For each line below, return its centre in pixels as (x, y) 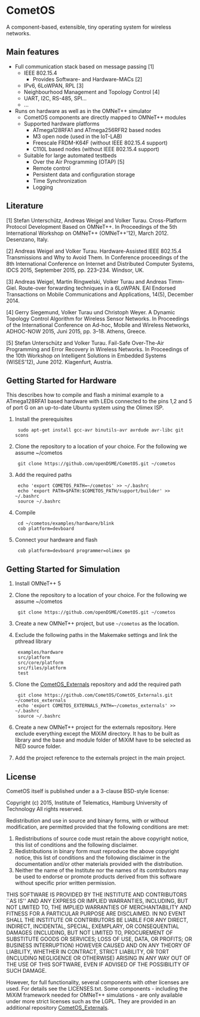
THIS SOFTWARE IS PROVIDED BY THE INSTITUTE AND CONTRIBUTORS (96, 895)
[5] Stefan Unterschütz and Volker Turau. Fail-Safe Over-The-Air (85, 343)
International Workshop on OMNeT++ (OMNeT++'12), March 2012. (87, 233)
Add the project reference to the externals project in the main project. (100, 758)
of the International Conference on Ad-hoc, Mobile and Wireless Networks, (99, 325)
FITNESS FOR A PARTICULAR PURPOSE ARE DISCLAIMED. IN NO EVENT (96, 914)
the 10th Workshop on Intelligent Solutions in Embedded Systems (86, 356)
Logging (43, 187)
